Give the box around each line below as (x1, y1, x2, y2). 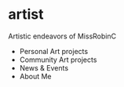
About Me (19, 71, 53, 81)
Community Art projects (19, 55, 97, 64)
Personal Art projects (19, 46, 89, 56)
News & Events (19, 63, 69, 72)
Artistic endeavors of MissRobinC (8, 31, 116, 41)
